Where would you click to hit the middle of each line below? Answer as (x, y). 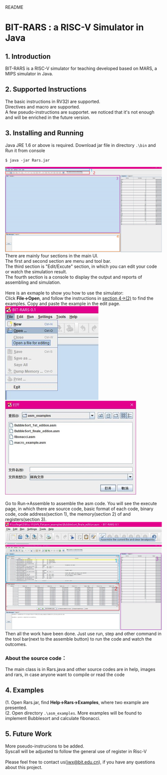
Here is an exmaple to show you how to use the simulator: (64, 293)
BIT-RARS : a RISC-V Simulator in (75, 27)
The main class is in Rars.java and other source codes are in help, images (80, 669)
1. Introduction (28, 56)
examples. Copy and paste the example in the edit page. (63, 303)
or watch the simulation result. (36, 271)
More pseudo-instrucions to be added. (45, 746)
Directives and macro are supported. (43, 106)
